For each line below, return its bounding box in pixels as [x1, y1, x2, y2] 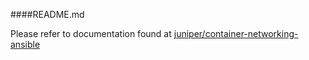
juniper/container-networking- [173, 28, 299, 39]
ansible [10, 39, 41, 50]
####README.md [10, 9, 85, 20]
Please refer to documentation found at [10, 28, 172, 39]
